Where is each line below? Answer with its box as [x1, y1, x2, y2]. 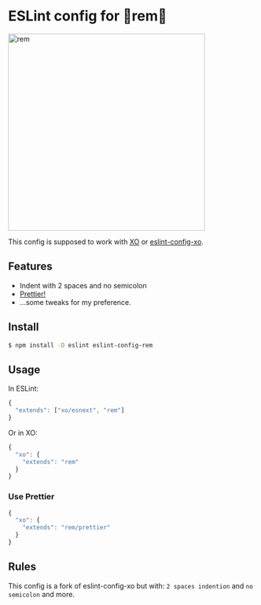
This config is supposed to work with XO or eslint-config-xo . [8, 236, 204, 247]
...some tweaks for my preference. [19, 297, 131, 306]
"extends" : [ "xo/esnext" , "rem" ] [15, 406, 125, 414]
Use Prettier [8, 492, 55, 503]
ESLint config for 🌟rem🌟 [8, 7, 167, 25]
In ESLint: [8, 384, 39, 393]
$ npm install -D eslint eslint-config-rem [8, 341, 153, 349]
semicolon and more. [8, 589, 75, 599]
